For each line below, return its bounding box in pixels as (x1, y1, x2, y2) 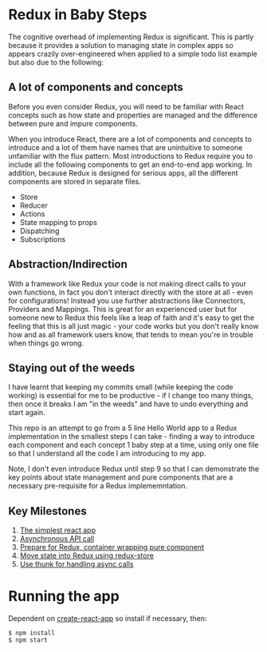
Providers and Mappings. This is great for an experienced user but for (8, 304, 238, 314)
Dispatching (19, 226, 60, 235)
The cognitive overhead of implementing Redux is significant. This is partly (8, 32, 254, 41)
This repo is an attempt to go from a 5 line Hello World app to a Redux (8, 423, 238, 433)
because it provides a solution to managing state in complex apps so (8, 40, 234, 49)
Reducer (19, 200, 49, 210)
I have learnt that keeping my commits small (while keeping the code (8, 382, 234, 392)
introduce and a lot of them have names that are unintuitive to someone (8, 142, 243, 152)
